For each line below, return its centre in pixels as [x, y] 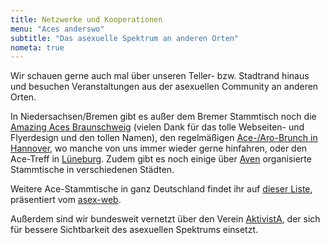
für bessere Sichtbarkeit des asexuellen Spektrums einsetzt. [134, 230]
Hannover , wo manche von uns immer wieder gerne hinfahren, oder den [159, 148]
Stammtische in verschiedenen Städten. [92, 170]
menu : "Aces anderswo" [57, 29]
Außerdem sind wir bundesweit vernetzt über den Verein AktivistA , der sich [165, 219]
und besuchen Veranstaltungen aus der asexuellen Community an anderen [164, 87]
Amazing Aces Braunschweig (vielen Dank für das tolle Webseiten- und [157, 127]
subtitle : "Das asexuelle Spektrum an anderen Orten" [125, 38]
